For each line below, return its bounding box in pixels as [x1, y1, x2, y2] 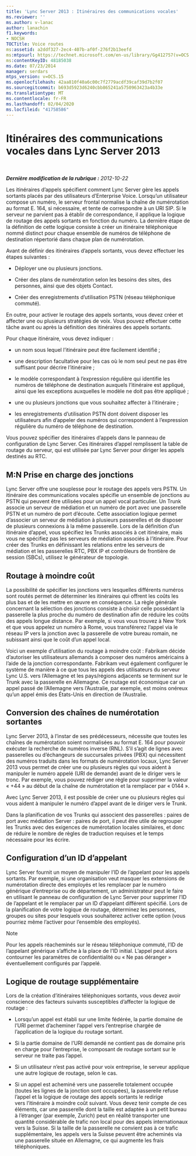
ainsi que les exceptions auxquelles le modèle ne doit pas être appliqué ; [14, 387, 189, 395]
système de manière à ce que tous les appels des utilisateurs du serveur [6, 666, 180, 673]
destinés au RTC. [6, 453, 47, 460]
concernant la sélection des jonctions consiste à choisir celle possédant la [6, 605, 185, 612]
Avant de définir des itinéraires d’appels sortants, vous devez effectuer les [6, 247, 185, 255]
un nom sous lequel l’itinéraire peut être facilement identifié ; [14, 347, 160, 354]
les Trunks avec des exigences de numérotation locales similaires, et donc [6, 824, 185, 831]
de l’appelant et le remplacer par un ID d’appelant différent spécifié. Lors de [6, 900, 188, 907]
